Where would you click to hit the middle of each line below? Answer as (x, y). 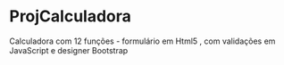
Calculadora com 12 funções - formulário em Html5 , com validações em (142, 41)
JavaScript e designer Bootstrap (69, 50)
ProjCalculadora (71, 16)
